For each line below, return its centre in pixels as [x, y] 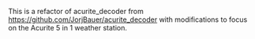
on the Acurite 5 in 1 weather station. [68, 28]
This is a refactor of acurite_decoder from [76, 11]
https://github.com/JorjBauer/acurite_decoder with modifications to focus [128, 19]
